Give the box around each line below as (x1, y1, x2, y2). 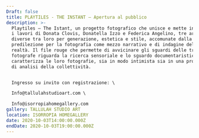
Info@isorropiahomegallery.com (11, 101, 89, 107)
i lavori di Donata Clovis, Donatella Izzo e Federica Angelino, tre (11, 31, 187, 37)
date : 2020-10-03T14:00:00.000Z (6, 117, 86, 123)
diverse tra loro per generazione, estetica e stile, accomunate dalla (11, 36, 192, 42)
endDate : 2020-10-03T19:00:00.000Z (6, 123, 94, 129)
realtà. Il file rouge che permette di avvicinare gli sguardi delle (11, 47, 187, 53)
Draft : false (6, 8, 38, 15)
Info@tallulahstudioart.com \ (11, 90, 86, 97)
